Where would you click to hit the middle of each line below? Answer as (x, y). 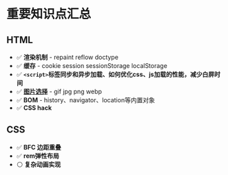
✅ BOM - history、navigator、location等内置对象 (86, 100)
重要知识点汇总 (49, 14)
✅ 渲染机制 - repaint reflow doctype (67, 57)
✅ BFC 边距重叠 (39, 147)
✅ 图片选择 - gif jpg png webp (59, 91)
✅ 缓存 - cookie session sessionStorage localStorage (92, 66)
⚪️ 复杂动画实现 (39, 164)
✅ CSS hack (34, 108)
